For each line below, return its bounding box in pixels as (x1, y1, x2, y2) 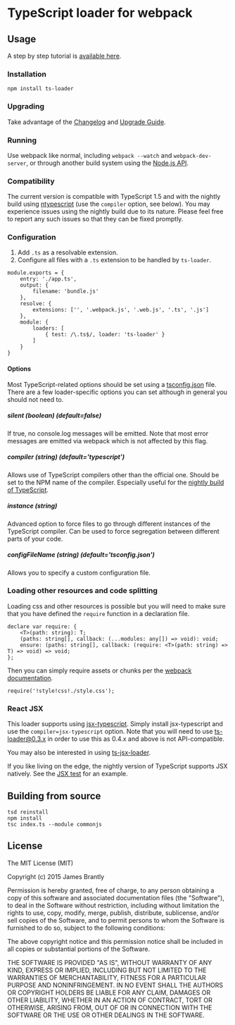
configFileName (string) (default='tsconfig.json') (7, 551, 155, 559)
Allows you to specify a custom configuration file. (7, 568, 151, 577)
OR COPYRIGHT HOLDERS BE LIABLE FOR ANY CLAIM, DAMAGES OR (7, 988, 211, 997)
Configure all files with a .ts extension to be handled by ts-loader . (17, 256, 212, 264)
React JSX (7, 704, 44, 713)
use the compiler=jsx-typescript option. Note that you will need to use (7, 728, 213, 736)
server (7, 160, 27, 167)
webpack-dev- (173, 152, 212, 159)
